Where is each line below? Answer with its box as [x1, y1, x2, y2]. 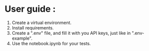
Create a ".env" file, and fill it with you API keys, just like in [11, 30, 131, 36]
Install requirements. [11, 25, 54, 30]
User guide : [4, 3, 56, 15]
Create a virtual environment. [11, 20, 72, 25]
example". [11, 35, 33, 41]
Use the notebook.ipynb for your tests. [11, 40, 91, 46]
